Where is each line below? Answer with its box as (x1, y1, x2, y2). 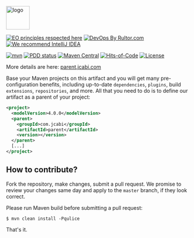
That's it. (6, 226, 28, 233)
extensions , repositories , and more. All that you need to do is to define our (6, 88, 188, 94)
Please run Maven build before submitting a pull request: (6, 204, 143, 211)
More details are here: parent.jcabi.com (6, 63, 101, 70)
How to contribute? (6, 165, 78, 175)
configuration (6, 81, 39, 88)
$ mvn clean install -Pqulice (6, 216, 80, 222)
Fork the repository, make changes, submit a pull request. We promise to (6, 180, 182, 187)
